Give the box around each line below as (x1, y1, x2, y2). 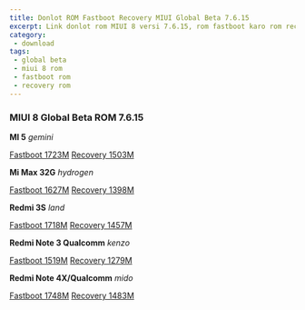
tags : (9, 47, 30, 56)
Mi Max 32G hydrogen (9, 166, 93, 177)
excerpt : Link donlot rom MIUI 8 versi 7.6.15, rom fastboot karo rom (9, 22, 282, 31)
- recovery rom (13, 81, 71, 90)
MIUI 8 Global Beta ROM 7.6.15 (9, 111, 144, 124)
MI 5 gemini (9, 131, 54, 142)
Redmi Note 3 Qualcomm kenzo (9, 237, 130, 248)
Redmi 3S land (9, 202, 65, 213)
